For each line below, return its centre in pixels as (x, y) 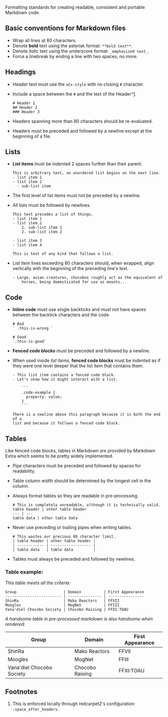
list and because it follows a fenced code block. (66, 423)
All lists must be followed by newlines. (51, 205)
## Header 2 (25, 107)
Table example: (24, 572)
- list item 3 (27, 241)
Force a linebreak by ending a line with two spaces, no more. (75, 56)
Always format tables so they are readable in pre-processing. (75, 496)
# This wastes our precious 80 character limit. (64, 537)
